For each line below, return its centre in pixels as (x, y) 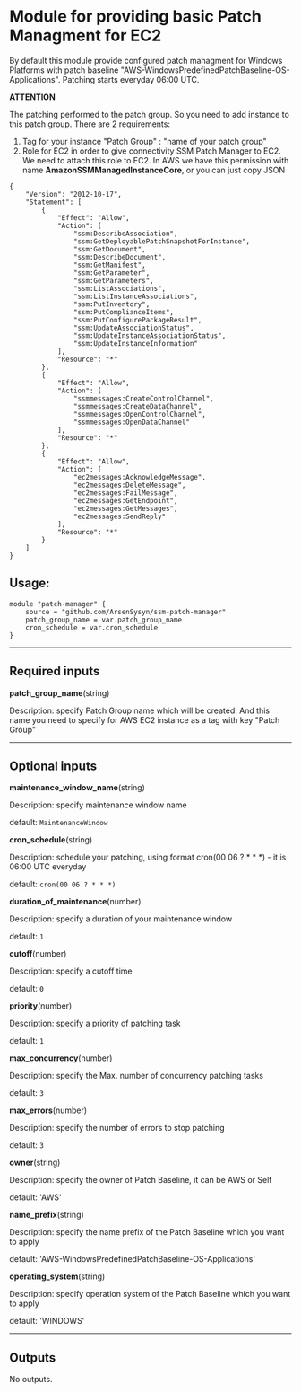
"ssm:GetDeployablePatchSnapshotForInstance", (162, 241)
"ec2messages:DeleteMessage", (129, 485)
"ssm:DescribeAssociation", (125, 234)
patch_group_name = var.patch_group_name (103, 620)
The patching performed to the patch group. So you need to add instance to (149, 114)
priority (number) (41, 1006)
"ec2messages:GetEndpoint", (125, 500)
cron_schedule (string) (51, 840)
